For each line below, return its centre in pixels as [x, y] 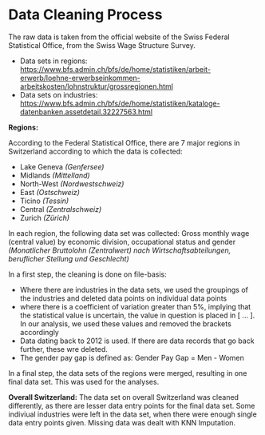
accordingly [40, 332]
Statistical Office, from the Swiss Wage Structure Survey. [102, 45]
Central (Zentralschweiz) [61, 209]
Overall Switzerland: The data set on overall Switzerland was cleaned [124, 397]
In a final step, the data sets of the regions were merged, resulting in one [128, 373]
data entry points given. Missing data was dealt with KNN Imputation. [122, 422]
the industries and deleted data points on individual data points [123, 298]
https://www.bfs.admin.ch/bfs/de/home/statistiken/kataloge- [120, 103]
